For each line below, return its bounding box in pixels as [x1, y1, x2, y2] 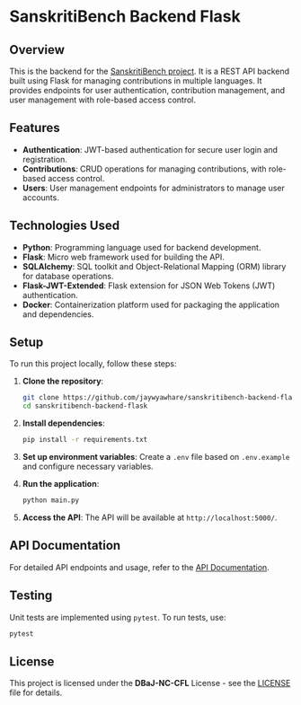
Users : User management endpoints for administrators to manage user [22, 182, 286, 193]
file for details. [9, 687, 63, 698]
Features [9, 120, 60, 136]
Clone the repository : [22, 375, 104, 387]
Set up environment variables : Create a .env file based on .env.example [22, 452, 290, 463]
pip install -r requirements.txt [22, 436, 148, 445]
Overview [9, 42, 66, 57]
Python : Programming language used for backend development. [22, 242, 261, 252]
